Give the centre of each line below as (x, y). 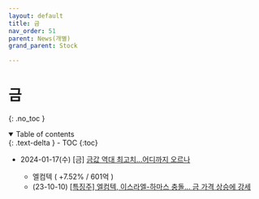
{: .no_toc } (27, 119)
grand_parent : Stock (43, 46)
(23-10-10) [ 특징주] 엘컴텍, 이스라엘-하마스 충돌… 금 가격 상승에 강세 (142, 187)
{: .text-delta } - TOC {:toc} (54, 143)
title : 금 (24, 23)
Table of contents (45, 134)
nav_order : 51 (32, 31)
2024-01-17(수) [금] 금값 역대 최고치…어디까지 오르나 (105, 159)
